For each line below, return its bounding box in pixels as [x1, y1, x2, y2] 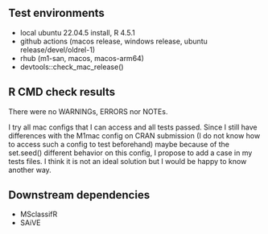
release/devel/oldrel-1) [19, 44, 95, 55]
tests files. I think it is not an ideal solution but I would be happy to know [8, 156, 247, 166]
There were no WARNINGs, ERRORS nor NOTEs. [8, 106, 168, 116]
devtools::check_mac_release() [19, 62, 124, 72]
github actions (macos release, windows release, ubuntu [19, 36, 208, 46]
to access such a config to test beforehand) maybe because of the [8, 139, 229, 149]
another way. [8, 165, 52, 174]
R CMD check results [8, 85, 116, 99]
